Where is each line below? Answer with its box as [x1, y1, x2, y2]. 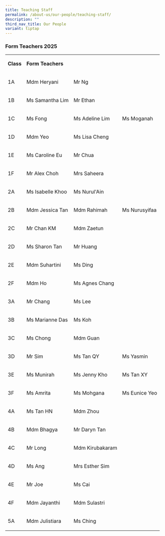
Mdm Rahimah [73, 206, 108, 213]
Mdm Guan [73, 335, 100, 342]
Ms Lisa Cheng [73, 133, 109, 140]
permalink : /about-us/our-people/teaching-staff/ [5, 12, 112, 17]
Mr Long [26, 445, 47, 452]
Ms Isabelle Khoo [26, 188, 67, 195]
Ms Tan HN [26, 408, 53, 415]
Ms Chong [26, 335, 51, 342]
